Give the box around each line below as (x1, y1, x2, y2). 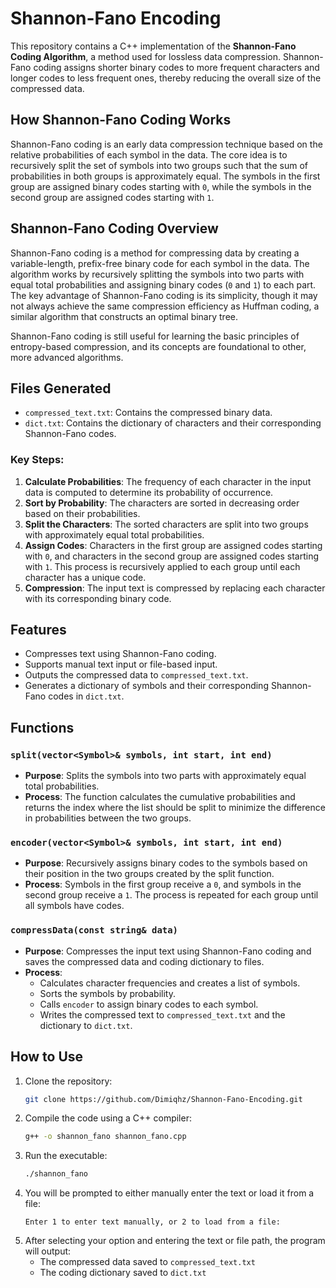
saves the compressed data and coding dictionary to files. (24, 955, 265, 967)
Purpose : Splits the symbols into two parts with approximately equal (24, 770, 307, 782)
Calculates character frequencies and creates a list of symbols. (39, 977, 301, 989)
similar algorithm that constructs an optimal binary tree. (10, 310, 238, 322)
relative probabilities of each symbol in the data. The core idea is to (10, 148, 288, 161)
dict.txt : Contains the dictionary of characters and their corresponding (24, 417, 322, 429)
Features (10, 622, 67, 639)
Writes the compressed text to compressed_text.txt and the (39, 1008, 286, 1021)
